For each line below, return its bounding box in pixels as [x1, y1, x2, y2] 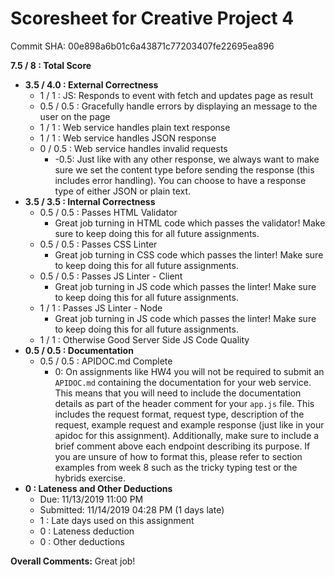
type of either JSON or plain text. [54, 185, 192, 197]
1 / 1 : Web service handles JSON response [39, 132, 217, 144]
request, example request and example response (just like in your [54, 418, 325, 431]
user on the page [39, 110, 111, 122]
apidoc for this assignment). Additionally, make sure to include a [54, 429, 320, 441]
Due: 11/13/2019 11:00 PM [39, 493, 144, 505]
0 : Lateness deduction [39, 525, 135, 537]
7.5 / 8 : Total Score [10, 59, 92, 71]
